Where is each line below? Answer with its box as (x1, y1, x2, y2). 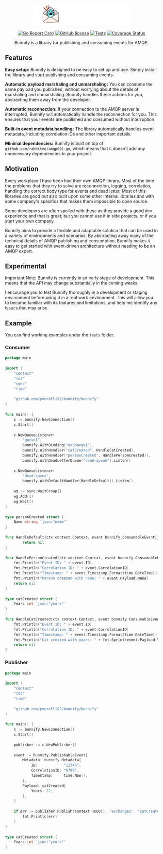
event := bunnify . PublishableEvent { (14, 753, 88, 757)
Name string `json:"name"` (14, 519, 68, 524)
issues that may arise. (5, 305, 49, 311)
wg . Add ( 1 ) (14, 494, 34, 499)
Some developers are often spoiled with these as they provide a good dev (5, 208, 153, 214)
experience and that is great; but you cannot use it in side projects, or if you (5, 213, 157, 218)
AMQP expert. (5, 248, 33, 254)
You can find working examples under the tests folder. (5, 332, 114, 338)
